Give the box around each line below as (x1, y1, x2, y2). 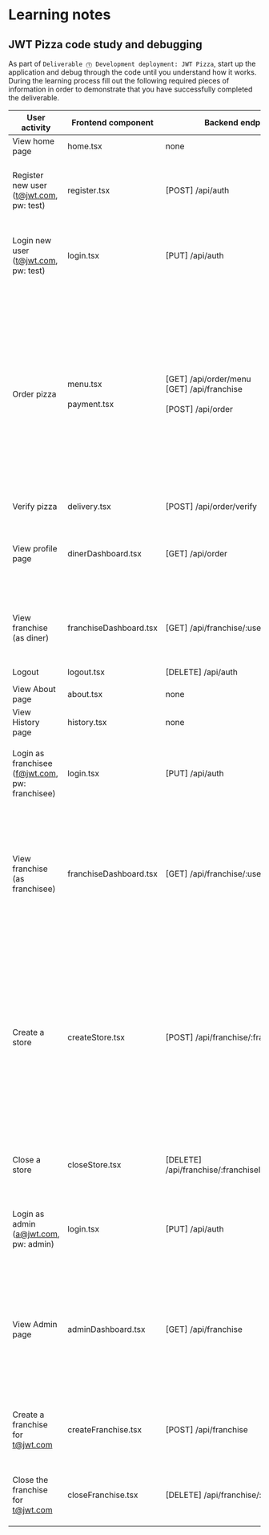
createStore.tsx (67, 1032, 126, 1043)
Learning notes (8, 6, 111, 24)
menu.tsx (67, 379, 102, 389)
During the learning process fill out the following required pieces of (8, 76, 230, 85)
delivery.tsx (67, 501, 111, 511)
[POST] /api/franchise (165, 1424, 248, 1435)
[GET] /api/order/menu (165, 373, 251, 385)
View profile (12, 544, 58, 554)
